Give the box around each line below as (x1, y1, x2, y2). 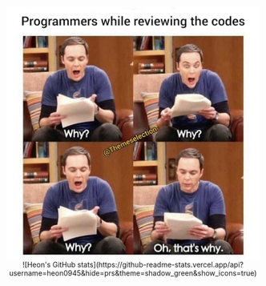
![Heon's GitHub (22, 260, 76, 269)
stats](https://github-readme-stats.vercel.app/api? (77, 260, 244, 269)
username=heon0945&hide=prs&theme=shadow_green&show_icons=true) (9, 268, 257, 278)
